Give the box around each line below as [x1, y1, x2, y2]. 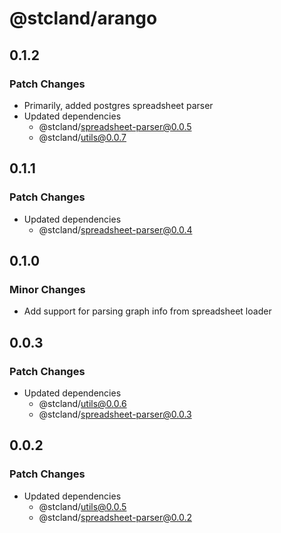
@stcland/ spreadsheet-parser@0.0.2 [38, 511, 192, 523]
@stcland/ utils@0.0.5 [38, 500, 127, 512]
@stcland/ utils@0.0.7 [38, 131, 127, 143]
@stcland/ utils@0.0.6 [38, 397, 127, 409]
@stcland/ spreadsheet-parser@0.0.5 [38, 120, 192, 132]
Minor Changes [9, 282, 86, 296]
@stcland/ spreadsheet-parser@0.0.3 [38, 408, 192, 420]
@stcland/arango [9, 7, 158, 30]
